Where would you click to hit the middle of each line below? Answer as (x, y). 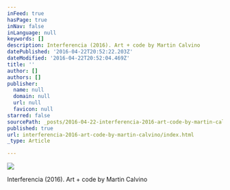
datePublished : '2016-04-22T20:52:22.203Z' (70, 52)
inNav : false (26, 26)
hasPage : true (27, 20)
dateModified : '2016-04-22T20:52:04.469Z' (68, 58)
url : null (27, 103)
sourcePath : (24, 122)
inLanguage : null (32, 33)
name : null (29, 90)
